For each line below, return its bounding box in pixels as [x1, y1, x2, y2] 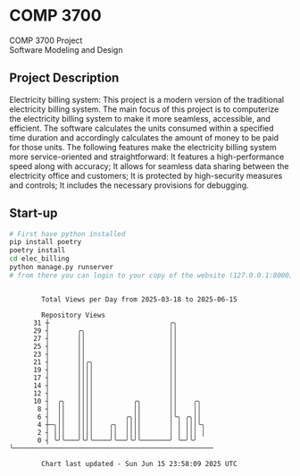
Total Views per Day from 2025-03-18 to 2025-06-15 [41, 294, 238, 304]
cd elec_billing [9, 254, 70, 264]
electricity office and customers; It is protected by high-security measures [9, 170, 283, 181]
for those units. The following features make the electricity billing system [9, 141, 277, 152]
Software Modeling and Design [9, 44, 123, 55]
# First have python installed [9, 229, 126, 238]
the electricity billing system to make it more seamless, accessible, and [9, 113, 271, 123]
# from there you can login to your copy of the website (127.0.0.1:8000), [9, 270, 297, 280]
